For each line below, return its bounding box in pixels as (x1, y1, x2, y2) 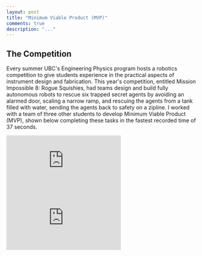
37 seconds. (6, 123, 38, 131)
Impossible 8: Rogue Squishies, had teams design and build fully (6, 84, 168, 92)
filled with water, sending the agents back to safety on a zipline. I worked (6, 104, 190, 111)
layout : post (6, 9, 40, 15)
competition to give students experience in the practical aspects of (6, 71, 175, 79)
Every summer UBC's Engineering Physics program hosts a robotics (6, 65, 178, 72)
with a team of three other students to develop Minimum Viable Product (6, 111, 186, 118)
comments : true (6, 20, 45, 26)
